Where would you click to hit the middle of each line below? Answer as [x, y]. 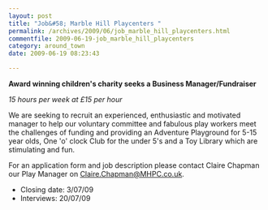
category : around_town [47, 46]
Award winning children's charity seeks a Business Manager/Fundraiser [133, 84]
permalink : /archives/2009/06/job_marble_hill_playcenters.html [119, 31]
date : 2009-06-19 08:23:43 [54, 54]
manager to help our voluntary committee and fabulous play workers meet [133, 124]
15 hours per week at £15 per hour [65, 99]
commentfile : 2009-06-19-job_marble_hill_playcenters [102, 39]
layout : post [30, 16]
